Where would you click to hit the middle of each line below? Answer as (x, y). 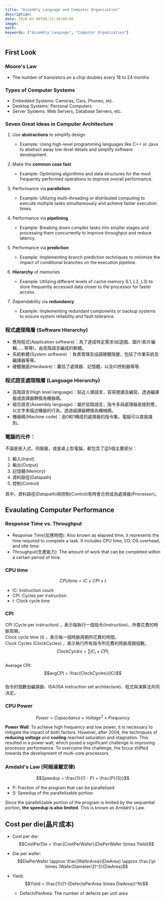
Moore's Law (21, 67)
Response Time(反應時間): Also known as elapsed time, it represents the (85, 535)
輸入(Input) (23, 459)
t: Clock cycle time (31, 601)
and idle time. (26, 546)
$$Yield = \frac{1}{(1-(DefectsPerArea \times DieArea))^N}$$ (86, 884)
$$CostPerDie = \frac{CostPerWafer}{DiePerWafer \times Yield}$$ (86, 844)
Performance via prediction (40, 248)
